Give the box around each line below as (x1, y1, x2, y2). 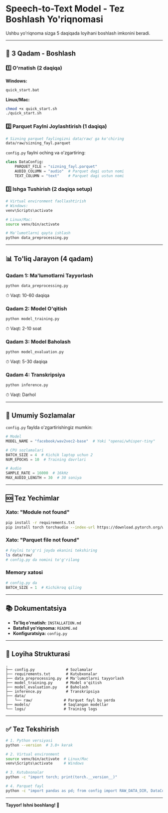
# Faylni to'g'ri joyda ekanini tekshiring (5, 548, 98, 553)
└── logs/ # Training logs (5, 707, 98, 712)
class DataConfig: (5, 159, 44, 165)
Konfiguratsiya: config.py (12, 630, 68, 637)
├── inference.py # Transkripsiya (5, 689, 100, 694)
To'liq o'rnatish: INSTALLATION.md (12, 620, 82, 626)
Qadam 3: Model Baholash (5, 338, 71, 345)
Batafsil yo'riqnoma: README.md (12, 625, 78, 631)
